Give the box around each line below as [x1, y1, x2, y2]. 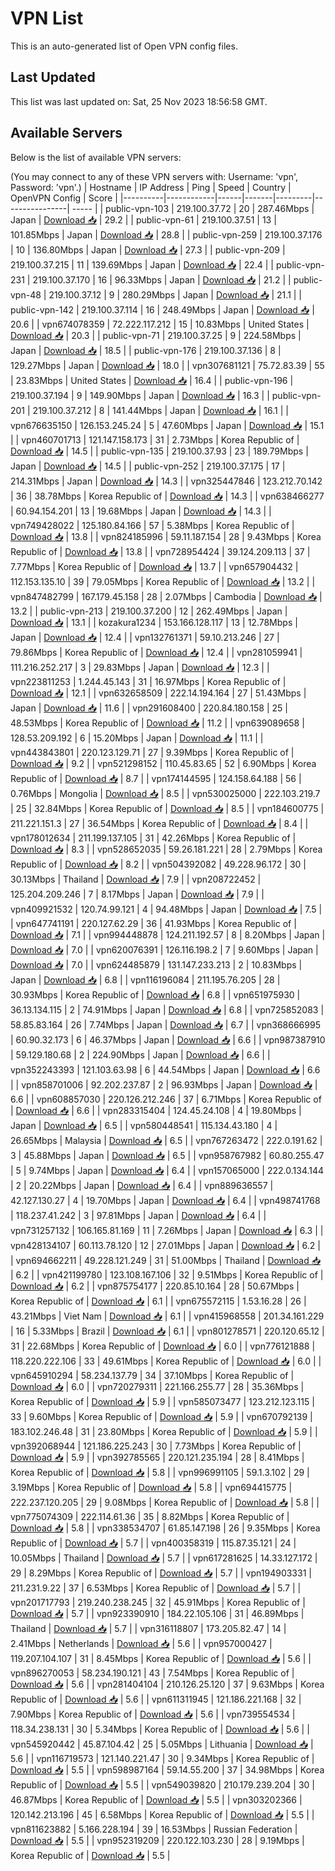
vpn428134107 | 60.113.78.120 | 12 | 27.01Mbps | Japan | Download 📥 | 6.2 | [10, 1239, 321, 1251]
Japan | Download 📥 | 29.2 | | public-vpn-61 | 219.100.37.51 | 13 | [10, 213, 277, 226]
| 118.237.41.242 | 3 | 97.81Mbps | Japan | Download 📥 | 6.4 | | [10, 1209, 267, 1221]
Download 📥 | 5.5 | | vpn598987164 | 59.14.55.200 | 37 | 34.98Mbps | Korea [10, 1763, 325, 1776]
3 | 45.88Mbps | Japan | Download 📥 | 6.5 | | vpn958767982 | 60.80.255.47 [10, 1149, 325, 1161]
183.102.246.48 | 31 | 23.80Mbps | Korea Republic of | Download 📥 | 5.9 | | [10, 1425, 318, 1437]
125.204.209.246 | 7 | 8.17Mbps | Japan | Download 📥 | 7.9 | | [10, 888, 265, 900]
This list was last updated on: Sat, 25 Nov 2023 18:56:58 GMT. [10, 95, 268, 107]
